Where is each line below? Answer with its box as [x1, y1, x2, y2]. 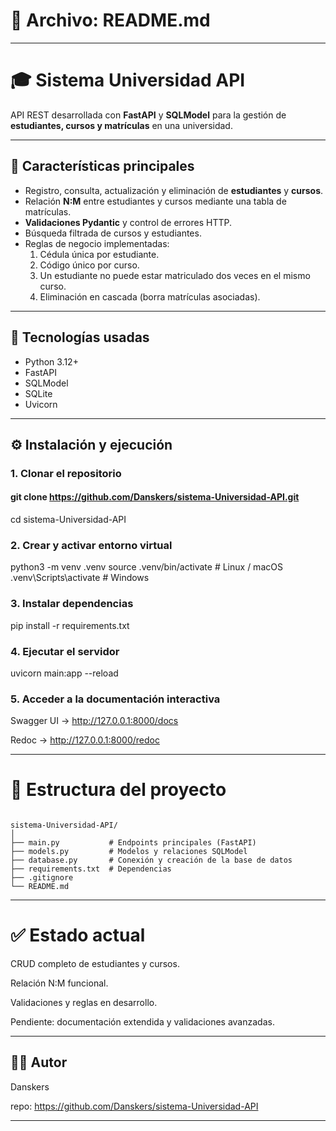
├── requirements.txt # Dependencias [10, 864, 172, 874]
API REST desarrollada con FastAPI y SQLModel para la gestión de [10, 109, 287, 121]
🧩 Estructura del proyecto [10, 779, 227, 801]
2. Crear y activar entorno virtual [10, 538, 173, 552]
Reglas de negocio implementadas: [24, 237, 170, 249]
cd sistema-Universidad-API [10, 514, 127, 526]
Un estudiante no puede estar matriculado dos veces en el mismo [39, 269, 311, 281]
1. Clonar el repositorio [10, 466, 122, 480]
